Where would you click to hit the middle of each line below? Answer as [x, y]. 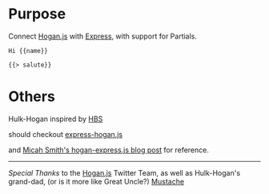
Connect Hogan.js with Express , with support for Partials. [103, 36]
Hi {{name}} [28, 51]
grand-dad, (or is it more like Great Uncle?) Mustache [96, 181]
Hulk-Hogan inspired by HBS [56, 119]
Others [32, 97]
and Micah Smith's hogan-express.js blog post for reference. [109, 150]
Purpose [37, 14]
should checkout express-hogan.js [65, 134]
